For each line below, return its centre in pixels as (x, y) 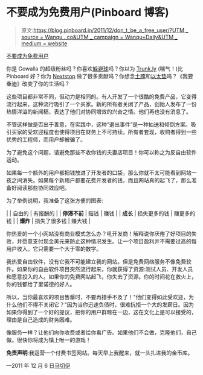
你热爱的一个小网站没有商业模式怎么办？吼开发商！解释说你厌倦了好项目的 (99, 233)
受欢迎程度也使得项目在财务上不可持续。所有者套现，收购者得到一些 (112, 132)
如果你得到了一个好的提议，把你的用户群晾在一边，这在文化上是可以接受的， (101, 312)
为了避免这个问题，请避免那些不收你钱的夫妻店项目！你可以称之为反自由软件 (101, 152)
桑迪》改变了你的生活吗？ (38, 84)
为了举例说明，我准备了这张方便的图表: (55, 200)
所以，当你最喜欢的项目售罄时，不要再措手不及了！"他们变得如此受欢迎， (98, 297)
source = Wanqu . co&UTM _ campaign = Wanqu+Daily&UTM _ (99, 37)
